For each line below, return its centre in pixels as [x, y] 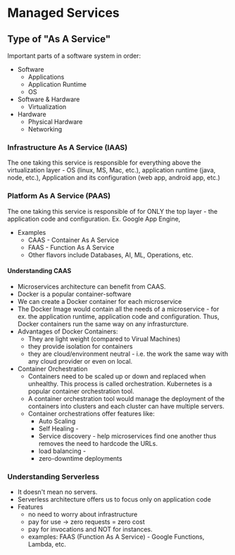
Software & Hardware [49, 99]
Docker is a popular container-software [74, 294]
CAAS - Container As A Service [74, 240]
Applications [46, 77]
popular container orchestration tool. [81, 391]
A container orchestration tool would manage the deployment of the [126, 398]
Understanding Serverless [53, 476]
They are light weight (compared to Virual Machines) [104, 338]
